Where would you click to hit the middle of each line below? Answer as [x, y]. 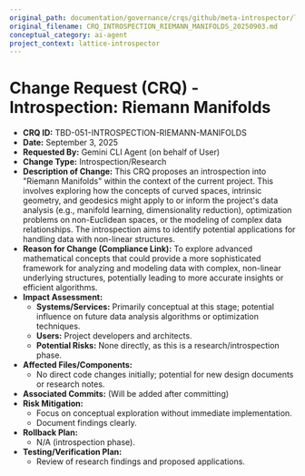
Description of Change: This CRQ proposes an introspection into [144, 172]
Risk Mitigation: [53, 404]
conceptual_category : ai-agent [69, 35]
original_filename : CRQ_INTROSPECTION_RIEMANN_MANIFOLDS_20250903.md [144, 26]
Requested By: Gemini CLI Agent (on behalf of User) [121, 152]
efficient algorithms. [60, 288]
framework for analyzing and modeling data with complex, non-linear [152, 268]
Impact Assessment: [62, 298]
